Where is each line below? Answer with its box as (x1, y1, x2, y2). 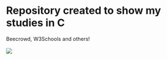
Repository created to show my (6, 4, 161, 17)
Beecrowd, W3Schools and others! (6, 35, 90, 42)
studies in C (6, 16, 65, 29)
